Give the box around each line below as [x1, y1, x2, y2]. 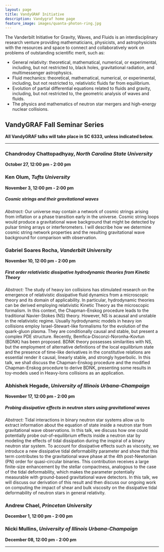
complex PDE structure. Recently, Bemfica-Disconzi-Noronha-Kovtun [5, 333, 145, 339]
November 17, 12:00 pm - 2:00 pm [5, 393, 75, 400]
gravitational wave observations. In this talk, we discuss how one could [5, 427, 148, 433]
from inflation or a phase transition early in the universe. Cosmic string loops [5, 214, 159, 220]
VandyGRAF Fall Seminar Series [5, 121, 104, 129]
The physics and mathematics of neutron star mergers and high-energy [12, 101, 157, 107]
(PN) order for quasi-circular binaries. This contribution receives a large [5, 459, 149, 465]
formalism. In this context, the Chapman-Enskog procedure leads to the [5, 307, 149, 313]
